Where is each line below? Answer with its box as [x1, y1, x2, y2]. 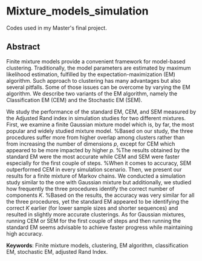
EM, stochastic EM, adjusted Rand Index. [6, 248, 108, 255]
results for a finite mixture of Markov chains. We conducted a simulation [6, 172, 186, 179]
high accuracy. [6, 230, 44, 237]
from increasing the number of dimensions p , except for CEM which [6, 140, 175, 147]
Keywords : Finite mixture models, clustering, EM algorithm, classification [6, 242, 189, 249]
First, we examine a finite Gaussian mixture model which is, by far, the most [6, 121, 195, 128]
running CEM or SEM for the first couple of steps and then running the [6, 217, 181, 224]
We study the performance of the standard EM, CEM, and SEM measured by [6, 108, 197, 115]
